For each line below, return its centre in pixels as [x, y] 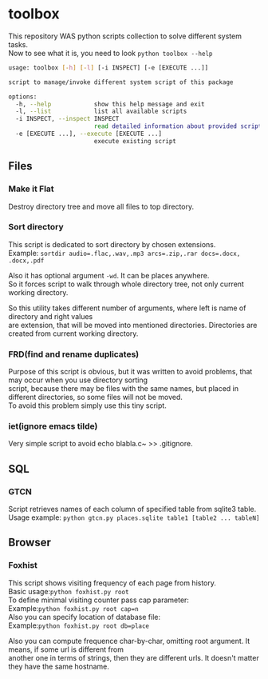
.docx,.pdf [26, 261]
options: [23, 97]
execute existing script [135, 141]
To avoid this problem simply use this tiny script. [88, 405]
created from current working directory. [73, 334]
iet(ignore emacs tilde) [53, 426]
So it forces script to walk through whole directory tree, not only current [126, 284]
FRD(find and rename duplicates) [74, 354]
